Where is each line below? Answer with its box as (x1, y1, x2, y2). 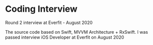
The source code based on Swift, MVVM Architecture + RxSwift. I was (5, 29, 149, 35)
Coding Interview (5, 3, 78, 15)
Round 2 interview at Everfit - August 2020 (5, 20, 93, 25)
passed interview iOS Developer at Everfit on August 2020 (5, 34, 125, 40)
